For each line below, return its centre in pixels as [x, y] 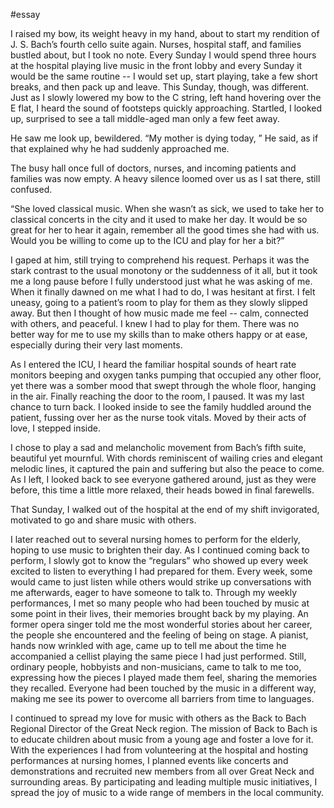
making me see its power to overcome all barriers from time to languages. [162, 698]
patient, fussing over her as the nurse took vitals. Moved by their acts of [158, 417]
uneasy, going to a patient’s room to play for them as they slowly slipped [159, 302]
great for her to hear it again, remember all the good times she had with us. [165, 230]
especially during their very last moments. [96, 345]
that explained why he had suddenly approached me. [120, 148]
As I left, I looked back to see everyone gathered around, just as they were [163, 479]
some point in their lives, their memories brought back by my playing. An [159, 613]
